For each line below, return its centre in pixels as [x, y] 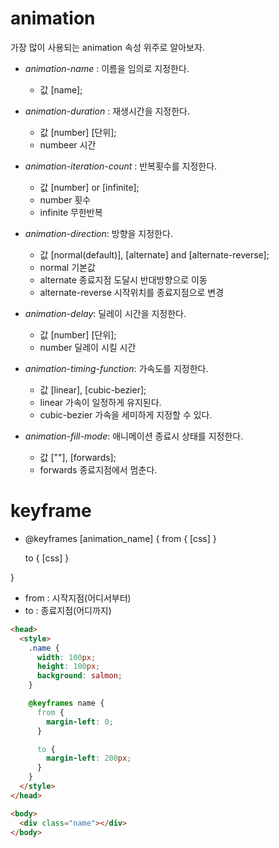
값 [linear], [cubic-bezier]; [93, 389]
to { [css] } [47, 558]
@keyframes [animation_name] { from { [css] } [120, 538]
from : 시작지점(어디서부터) [78, 598]
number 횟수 [65, 199]
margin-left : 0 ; [80, 722]
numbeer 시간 [68, 144]
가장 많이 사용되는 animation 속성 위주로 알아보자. [107, 47]
